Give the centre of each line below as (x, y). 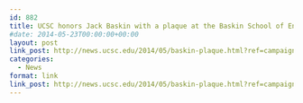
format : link (34, 76)
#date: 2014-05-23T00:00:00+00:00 (74, 34)
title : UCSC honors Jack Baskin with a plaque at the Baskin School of (147, 26)
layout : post (34, 43)
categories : (32, 59)
